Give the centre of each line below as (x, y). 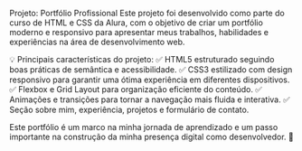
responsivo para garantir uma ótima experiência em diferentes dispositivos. (150, 80)
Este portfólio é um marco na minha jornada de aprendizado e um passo (144, 127)
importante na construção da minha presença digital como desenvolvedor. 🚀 (151, 137)
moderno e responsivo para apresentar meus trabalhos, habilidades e (139, 32)
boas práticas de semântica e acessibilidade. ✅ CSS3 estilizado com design (151, 70)
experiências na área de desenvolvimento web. (97, 42)
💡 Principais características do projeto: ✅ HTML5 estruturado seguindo (142, 59)
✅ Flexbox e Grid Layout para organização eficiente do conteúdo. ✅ (136, 89)
